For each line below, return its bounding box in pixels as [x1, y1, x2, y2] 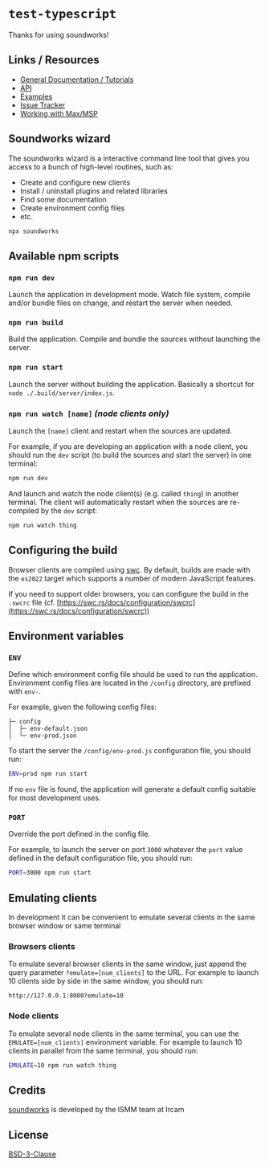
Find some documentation [19, 194, 107, 204]
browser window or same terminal [8, 921, 121, 931]
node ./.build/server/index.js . [8, 388, 115, 397]
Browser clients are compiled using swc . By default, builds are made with [8, 565, 251, 574]
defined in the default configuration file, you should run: [8, 854, 193, 863]
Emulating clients [8, 891, 98, 905]
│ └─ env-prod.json [8, 732, 78, 740]
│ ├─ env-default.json [8, 725, 88, 733]
